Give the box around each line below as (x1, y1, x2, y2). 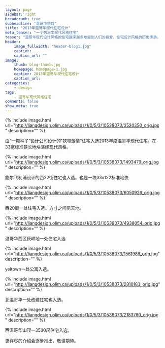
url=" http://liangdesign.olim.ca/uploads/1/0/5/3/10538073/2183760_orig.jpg (5, 312, 159, 317)
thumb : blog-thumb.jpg (14, 62, 61, 67)
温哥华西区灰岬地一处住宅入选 (5, 235, 66, 241)
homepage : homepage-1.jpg (14, 67, 67, 72)
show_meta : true (5, 104, 38, 109)
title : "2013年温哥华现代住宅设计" (5, 26, 70, 31)
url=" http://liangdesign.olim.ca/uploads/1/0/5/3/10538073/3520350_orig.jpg (5, 122, 160, 128)
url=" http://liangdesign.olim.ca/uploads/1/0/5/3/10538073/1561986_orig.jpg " (5, 251, 160, 257)
